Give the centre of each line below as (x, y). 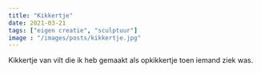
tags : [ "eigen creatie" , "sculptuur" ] (73, 30)
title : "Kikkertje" (41, 15)
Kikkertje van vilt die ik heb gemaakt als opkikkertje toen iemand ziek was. (131, 60)
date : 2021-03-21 (37, 23)
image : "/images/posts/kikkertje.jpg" (75, 38)
